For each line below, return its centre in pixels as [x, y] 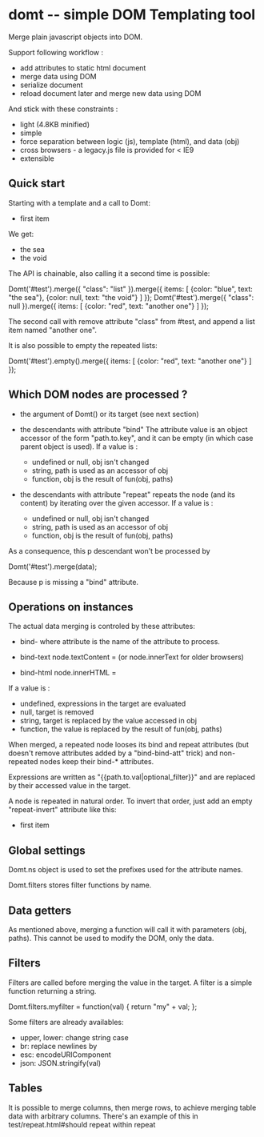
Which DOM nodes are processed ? [98, 395]
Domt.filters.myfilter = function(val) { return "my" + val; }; [103, 1007]
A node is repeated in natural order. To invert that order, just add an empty [130, 801]
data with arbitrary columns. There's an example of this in [103, 1116]
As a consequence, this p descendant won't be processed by [109, 550]
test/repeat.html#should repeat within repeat [82, 1124]
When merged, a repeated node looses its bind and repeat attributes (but [129, 745]
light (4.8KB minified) [55, 124]
